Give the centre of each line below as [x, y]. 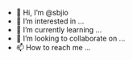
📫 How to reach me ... [53, 47]
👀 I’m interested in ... [50, 21]
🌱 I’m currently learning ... [59, 30]
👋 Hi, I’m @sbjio [42, 13]
